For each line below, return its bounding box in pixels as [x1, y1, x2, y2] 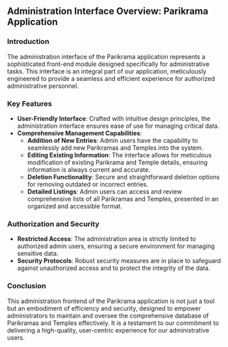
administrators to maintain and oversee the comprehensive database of [7, 311, 209, 320]
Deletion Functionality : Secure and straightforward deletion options [27, 172, 220, 181]
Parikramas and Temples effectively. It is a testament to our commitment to [7, 319, 219, 327]
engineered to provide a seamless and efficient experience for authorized [7, 74, 215, 82]
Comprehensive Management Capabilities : [16, 128, 142, 137]
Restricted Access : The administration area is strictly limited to [16, 235, 196, 243]
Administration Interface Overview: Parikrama [7, 5, 209, 17]
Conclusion [7, 281, 47, 291]
